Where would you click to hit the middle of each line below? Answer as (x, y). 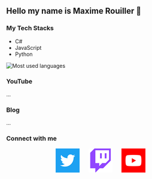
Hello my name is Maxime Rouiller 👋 (74, 11)
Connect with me (31, 139)
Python (24, 54)
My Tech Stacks (30, 28)
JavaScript (28, 47)
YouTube (19, 81)
